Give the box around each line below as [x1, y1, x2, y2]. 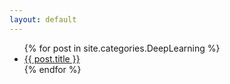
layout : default [9, 14, 77, 25]
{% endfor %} [23, 63, 82, 75]
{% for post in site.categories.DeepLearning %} [23, 42, 221, 54]
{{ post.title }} [23, 52, 81, 65]
